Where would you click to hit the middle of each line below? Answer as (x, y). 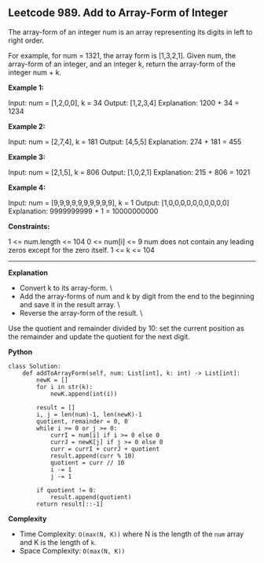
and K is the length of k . (58, 542)
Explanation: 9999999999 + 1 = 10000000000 (83, 211)
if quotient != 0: (66, 490)
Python (20, 352)
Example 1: (26, 87)
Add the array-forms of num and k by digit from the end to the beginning (137, 296)
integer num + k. (35, 72)
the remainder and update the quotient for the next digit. (99, 336)
